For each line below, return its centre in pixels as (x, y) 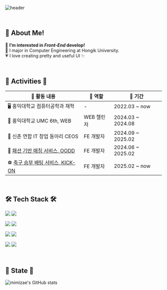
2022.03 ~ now (132, 106)
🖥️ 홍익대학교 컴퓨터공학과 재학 (41, 106)
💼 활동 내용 (43, 96)
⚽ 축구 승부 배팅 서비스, (34, 162)
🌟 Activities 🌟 (26, 82)
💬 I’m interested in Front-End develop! (45, 45)
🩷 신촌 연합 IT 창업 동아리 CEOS (43, 136)
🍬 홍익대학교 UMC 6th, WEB (40, 121)
